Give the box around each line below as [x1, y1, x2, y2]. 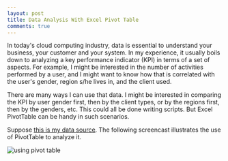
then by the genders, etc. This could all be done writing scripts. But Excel [7, 105, 213, 113]
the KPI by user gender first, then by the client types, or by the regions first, [7, 98, 220, 106]
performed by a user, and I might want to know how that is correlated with [7, 70, 215, 78]
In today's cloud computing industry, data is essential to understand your [7, 42, 213, 50]
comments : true [7, 23, 51, 29]
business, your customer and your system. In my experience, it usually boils [7, 48, 220, 57]
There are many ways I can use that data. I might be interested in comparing [7, 91, 222, 99]
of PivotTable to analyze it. [7, 133, 82, 141]
